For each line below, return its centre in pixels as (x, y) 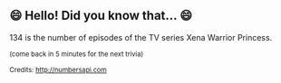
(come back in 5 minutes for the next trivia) (76, 54)
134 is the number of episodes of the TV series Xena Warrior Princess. (141, 37)
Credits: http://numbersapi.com (58, 69)
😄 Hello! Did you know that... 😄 (101, 16)
